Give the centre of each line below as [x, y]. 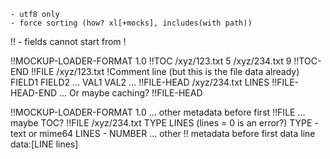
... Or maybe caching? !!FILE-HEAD [131, 93]
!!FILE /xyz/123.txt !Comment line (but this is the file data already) [165, 71]
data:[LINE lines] [44, 144]
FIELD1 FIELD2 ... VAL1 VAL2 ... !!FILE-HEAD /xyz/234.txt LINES [140, 82]
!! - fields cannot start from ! [68, 41]
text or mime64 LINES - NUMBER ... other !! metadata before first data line [163, 133]
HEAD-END [34, 93]
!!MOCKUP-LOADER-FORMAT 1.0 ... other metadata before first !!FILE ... [158, 112]
